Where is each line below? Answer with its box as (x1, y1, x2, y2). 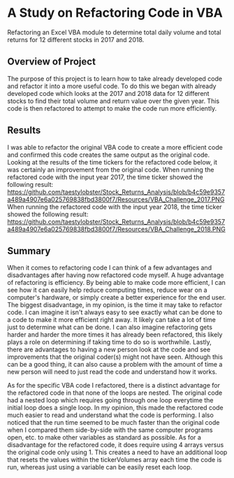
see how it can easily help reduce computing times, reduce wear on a (7, 286, 207, 295)
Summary (7, 245, 51, 257)
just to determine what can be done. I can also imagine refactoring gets (7, 323, 213, 332)
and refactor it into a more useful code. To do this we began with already (7, 82, 217, 90)
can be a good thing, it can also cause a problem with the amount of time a (7, 360, 223, 369)
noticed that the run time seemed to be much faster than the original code (7, 419, 220, 427)
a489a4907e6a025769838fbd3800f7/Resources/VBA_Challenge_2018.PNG (7, 225, 226, 233)
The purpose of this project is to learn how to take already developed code (7, 74, 222, 83)
